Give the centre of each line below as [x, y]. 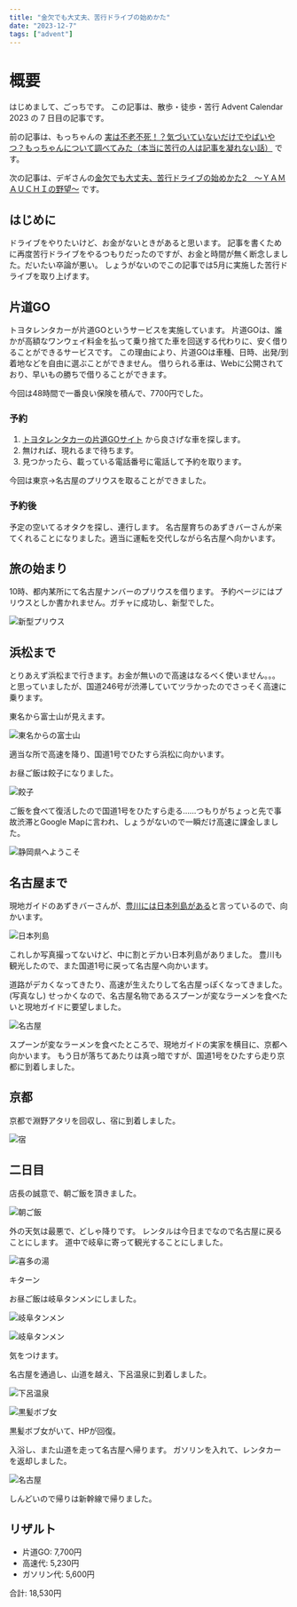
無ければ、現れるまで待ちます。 [80, 450]
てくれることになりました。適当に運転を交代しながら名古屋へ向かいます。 [145, 537]
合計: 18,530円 [35, 1593]
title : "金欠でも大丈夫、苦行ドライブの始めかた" [90, 17]
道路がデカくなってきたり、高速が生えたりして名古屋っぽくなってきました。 [148, 984]
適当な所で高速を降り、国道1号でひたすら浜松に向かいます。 [119, 754]
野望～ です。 [80, 189]
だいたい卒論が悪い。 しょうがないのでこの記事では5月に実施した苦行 [152, 265]
